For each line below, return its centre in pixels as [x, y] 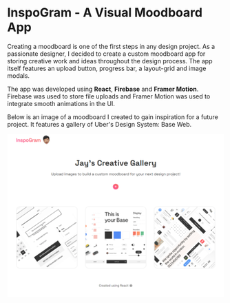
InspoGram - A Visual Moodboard [105, 13]
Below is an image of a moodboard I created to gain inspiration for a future [113, 117]
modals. [18, 75]
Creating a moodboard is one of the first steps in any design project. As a [111, 46]
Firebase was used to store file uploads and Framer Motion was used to [109, 96]
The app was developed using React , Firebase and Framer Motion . [103, 89]
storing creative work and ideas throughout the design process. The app [110, 61]
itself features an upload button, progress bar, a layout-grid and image [107, 68]
